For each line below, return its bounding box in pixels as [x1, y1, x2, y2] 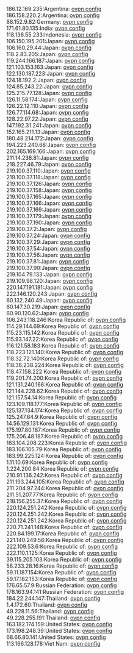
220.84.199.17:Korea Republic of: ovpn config [6, 530, 120, 537]
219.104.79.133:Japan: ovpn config [6, 271, 93, 278]
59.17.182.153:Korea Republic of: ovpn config [6, 576, 118, 582]
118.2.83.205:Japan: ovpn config [6, 51, 88, 57]
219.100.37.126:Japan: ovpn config [6, 180, 92, 187]
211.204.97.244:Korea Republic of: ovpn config [6, 485, 124, 491]
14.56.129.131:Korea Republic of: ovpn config [6, 420, 118, 427]
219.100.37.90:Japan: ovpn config [6, 265, 90, 271]
